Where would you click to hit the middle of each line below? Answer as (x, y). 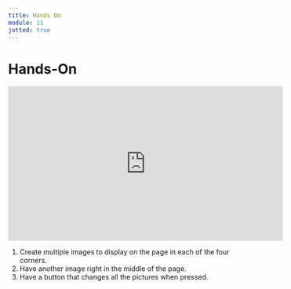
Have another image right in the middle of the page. (103, 269)
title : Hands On (35, 15)
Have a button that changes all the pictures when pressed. (114, 277)
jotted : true (29, 30)
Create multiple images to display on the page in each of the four (124, 252)
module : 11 (26, 23)
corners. (33, 261)
